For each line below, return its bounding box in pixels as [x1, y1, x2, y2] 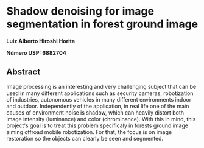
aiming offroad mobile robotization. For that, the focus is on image [6, 128, 172, 135]
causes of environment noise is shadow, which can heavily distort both [6, 108, 185, 116]
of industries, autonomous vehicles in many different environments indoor [6, 96, 192, 103]
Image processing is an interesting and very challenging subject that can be [6, 83, 197, 90]
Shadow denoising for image [6, 4, 154, 18]
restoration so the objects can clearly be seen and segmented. [6, 135, 163, 142]
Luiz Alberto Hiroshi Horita [6, 37, 75, 44]
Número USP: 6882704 [6, 49, 67, 56]
